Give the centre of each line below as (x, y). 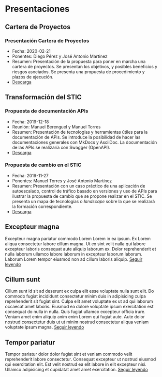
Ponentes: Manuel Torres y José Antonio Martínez (62, 181)
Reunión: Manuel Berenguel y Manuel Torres (56, 126)
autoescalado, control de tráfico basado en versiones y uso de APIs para (84, 191)
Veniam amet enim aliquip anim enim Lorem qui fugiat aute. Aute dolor (75, 317)
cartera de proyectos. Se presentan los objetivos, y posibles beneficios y (85, 66)
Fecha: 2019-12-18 (30, 122)
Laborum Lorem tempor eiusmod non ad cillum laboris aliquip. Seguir (74, 259)
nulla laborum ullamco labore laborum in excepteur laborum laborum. (74, 254)
